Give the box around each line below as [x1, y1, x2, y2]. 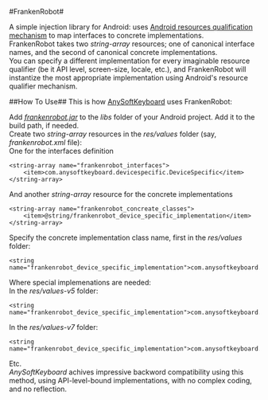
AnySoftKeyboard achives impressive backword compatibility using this [9, 367, 244, 377]
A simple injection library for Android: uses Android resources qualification [9, 22, 253, 31]
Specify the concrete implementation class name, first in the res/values [9, 233, 243, 242]
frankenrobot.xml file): [9, 138, 83, 147]
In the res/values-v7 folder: [9, 323, 99, 331]
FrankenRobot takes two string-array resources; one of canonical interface [9, 39, 255, 49]
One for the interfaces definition [9, 147, 115, 155]
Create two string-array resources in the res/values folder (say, [9, 129, 217, 139]
